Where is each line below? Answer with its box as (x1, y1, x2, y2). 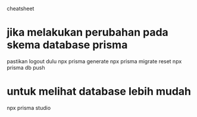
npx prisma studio (7, 104, 51, 111)
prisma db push (7, 64, 45, 71)
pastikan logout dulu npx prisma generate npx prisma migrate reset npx (7, 57, 182, 64)
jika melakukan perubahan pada (7, 26, 168, 39)
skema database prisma (7, 38, 128, 52)
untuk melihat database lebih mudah (7, 85, 192, 98)
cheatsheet (7, 5, 35, 12)
